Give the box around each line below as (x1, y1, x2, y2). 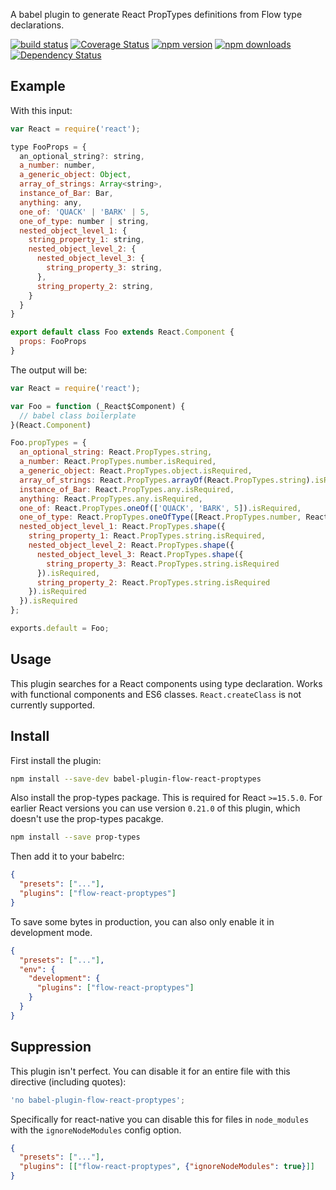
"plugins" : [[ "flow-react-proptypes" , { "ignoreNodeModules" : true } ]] (19, 1162, 315, 1172)
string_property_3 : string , (46, 263, 163, 273)
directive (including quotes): (10, 1075, 127, 1088)
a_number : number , (19, 160, 97, 171)
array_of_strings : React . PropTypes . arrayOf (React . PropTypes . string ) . (19, 475, 315, 485)
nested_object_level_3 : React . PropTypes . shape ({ (36, 549, 244, 559)
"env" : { (19, 964, 56, 974)
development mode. (10, 926, 93, 938)
